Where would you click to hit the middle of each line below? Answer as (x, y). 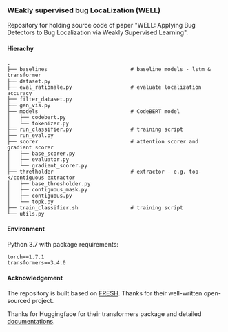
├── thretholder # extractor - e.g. (97, 172)
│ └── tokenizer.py (38, 123)
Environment (26, 229)
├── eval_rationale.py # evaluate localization (104, 87)
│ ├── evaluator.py (38, 159)
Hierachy (21, 48)
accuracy (20, 93)
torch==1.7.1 (26, 257)
